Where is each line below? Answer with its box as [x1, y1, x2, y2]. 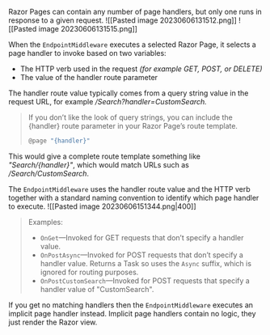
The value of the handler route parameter [19, 73, 158, 82]
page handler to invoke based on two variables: [8, 49, 167, 57]
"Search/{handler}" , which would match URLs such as [8, 159, 190, 169]
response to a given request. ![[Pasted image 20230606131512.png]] [8, 15, 237, 25]
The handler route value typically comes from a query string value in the [8, 88, 249, 98]
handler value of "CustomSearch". [40, 284, 154, 294]
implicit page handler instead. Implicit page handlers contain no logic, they [8, 308, 256, 318]
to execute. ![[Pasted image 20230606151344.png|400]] [8, 201, 196, 211]
